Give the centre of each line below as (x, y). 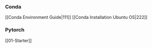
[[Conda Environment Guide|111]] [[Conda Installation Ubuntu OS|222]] (76, 17)
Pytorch (15, 30)
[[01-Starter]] (18, 40)
